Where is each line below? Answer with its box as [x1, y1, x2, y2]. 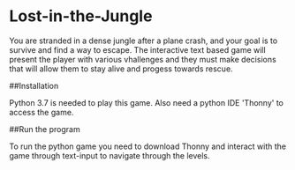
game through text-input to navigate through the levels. [9, 150, 210, 160]
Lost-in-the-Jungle [9, 6, 153, 26]
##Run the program [9, 123, 81, 134]
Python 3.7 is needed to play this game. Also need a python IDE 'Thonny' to [9, 97, 284, 107]
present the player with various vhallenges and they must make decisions [9, 54, 276, 64]
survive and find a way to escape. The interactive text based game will [9, 44, 267, 55]
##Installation [9, 80, 59, 91]
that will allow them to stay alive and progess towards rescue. [9, 63, 233, 74]
